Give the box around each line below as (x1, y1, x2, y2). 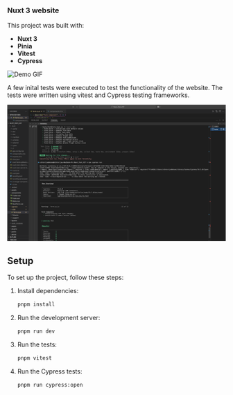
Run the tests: (17, 340, 58, 349)
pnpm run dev (17, 328, 55, 335)
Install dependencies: (17, 287, 79, 295)
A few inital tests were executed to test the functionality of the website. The (7, 84, 223, 92)
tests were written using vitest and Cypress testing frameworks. (7, 91, 190, 99)
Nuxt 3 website (7, 6, 60, 15)
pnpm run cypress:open (17, 381, 83, 388)
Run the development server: (17, 313, 101, 322)
